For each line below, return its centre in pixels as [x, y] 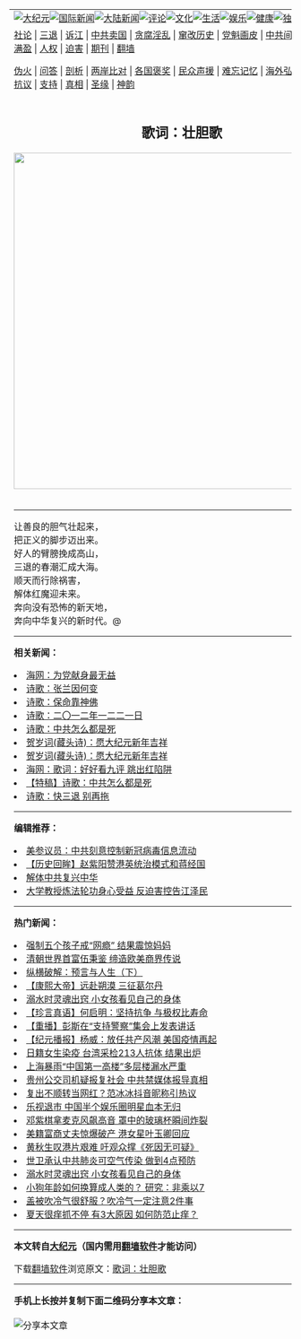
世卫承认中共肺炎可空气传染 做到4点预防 [111, 1161]
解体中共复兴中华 [62, 877]
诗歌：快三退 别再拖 [68, 796]
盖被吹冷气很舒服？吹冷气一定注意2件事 [110, 1201]
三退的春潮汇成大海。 [59, 567]
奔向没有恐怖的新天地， [64, 607]
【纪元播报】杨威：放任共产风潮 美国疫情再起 [122, 1039]
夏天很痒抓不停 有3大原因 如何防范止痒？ [112, 1214]
